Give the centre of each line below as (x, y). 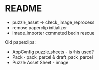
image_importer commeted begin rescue (53, 33)
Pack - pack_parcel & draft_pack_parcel (52, 57)
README (24, 9)
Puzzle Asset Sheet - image (40, 62)
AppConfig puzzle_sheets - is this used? (53, 52)
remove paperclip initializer (39, 27)
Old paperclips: (20, 42)
